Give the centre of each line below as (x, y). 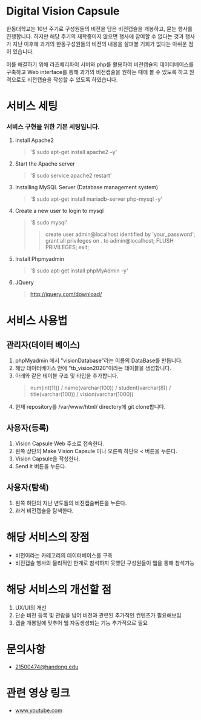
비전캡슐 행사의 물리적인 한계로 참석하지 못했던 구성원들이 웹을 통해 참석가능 (105, 563)
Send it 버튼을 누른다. (41, 466)
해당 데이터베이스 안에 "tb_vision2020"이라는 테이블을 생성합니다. (93, 368)
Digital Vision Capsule (63, 11)
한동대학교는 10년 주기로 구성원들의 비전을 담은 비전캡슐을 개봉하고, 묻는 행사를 (99, 29)
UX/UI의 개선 (31, 607)
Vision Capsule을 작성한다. (48, 459)
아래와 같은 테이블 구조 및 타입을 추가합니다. (67, 376)
